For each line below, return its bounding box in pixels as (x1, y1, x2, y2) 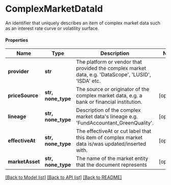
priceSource (8, 92, 39, 99)
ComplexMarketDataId (5, 3, 103, 15)
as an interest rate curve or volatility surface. (5, 25, 99, 31)
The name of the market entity (76, 155, 149, 162)
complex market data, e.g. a (76, 92, 142, 99)
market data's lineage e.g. (76, 113, 138, 120)
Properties (5, 37, 28, 43)
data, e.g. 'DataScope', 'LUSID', (76, 71, 151, 78)
